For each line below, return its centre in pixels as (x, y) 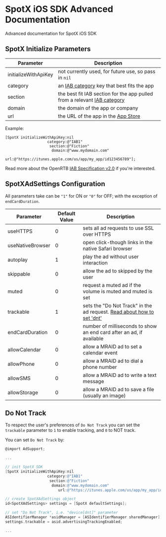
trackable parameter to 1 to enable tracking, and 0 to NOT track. (70, 430)
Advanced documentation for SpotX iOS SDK (51, 33)
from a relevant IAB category (91, 100)
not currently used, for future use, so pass (107, 71)
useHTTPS (20, 231)
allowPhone (21, 364)
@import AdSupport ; (25, 449)
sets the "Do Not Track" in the (117, 305)
